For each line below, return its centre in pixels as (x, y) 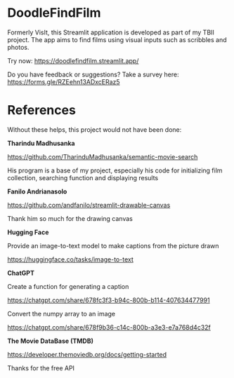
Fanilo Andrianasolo (37, 191)
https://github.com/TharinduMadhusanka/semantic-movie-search (103, 156)
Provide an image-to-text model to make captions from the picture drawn (113, 245)
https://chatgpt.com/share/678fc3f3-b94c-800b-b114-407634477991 (109, 300)
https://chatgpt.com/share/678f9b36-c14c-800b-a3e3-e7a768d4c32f (109, 327)
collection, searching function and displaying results (83, 177)
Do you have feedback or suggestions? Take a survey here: (93, 74)
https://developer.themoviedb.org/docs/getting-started (87, 354)
